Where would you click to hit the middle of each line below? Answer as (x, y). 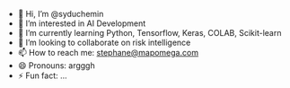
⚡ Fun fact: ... (42, 75)
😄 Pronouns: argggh (57, 66)
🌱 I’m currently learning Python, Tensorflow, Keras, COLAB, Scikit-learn (149, 33)
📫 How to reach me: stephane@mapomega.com (108, 53)
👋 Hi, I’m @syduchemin (61, 14)
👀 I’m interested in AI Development (82, 23)
